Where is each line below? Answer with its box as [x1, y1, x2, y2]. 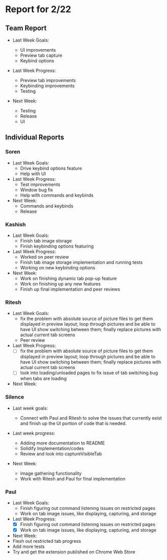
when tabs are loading [20, 376, 67, 382]
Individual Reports [5, 133, 64, 142]
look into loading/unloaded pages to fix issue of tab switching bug [20, 370, 158, 376]
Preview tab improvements [20, 77, 76, 83]
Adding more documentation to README [20, 439, 105, 446]
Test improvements [20, 181, 61, 187]
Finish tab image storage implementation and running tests [20, 259, 143, 265]
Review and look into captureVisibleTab [20, 451, 102, 457]
